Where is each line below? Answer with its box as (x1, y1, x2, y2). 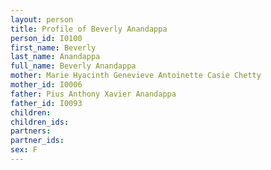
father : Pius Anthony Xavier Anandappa (10, 89, 177, 99)
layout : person (10, 14, 74, 25)
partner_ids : (10, 136, 65, 146)
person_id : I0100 (10, 33, 83, 43)
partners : (10, 126, 52, 136)
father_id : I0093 (10, 98, 83, 108)
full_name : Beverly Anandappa (10, 61, 137, 71)
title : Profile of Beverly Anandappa (10, 24, 168, 34)
